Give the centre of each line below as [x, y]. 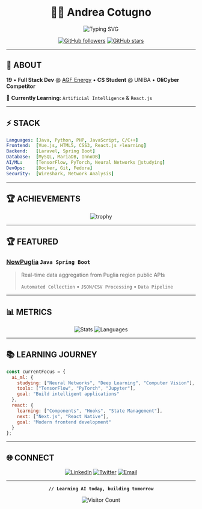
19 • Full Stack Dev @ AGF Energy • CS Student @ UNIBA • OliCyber [93, 80]
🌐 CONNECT [30, 457]
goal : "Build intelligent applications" [68, 394]
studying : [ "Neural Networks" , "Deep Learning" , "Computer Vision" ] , [106, 383]
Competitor [21, 86]
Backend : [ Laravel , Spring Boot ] [51, 151]
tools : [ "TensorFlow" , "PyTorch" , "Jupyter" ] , [76, 389]
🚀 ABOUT [24, 65]
